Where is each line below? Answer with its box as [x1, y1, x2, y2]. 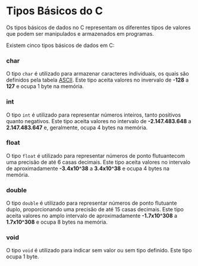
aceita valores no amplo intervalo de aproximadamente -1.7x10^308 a [6, 212, 177, 220]
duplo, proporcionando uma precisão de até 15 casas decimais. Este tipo [6, 206, 184, 213]
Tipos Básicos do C [6, 4, 103, 18]
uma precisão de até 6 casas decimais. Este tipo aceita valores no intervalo [6, 158, 191, 165]
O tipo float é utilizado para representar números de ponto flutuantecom [6, 152, 186, 159]
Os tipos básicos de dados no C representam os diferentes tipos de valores [6, 24, 191, 31]
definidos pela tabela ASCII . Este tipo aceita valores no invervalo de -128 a [6, 76, 189, 84]
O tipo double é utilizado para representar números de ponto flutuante [6, 199, 177, 206]
